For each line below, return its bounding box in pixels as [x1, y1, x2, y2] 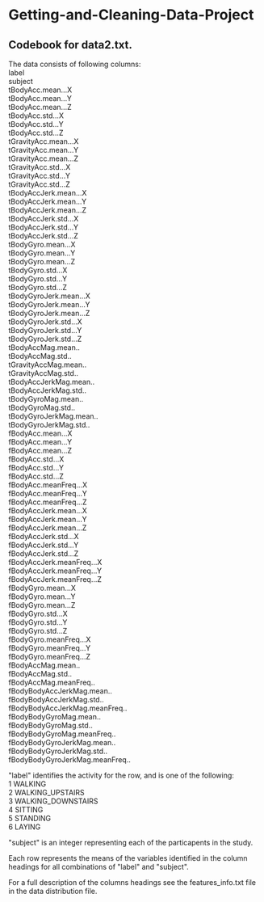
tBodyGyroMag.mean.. [8, 394, 84, 403]
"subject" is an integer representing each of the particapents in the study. [8, 838, 254, 847]
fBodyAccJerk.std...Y [8, 540, 79, 550]
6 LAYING [8, 822, 41, 832]
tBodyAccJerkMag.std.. [8, 386, 87, 395]
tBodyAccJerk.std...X [8, 214, 79, 223]
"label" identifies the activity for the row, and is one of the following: [8, 770, 234, 780]
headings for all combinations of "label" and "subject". [8, 862, 190, 871]
